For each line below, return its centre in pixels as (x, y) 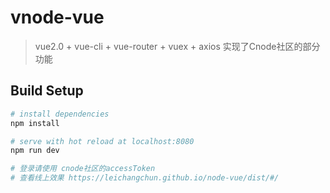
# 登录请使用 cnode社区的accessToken (83, 169)
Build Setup (47, 91)
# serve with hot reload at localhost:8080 (102, 141)
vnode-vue (57, 17)
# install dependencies (60, 114)
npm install (35, 123)
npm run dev (35, 151)
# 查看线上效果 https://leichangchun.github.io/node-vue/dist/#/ (145, 178)
